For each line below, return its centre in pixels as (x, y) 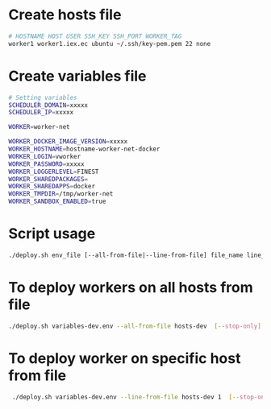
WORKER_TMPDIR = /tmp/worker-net (61, 194)
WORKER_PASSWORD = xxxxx (46, 164)
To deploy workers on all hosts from (131, 287)
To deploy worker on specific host (125, 358)
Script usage (52, 234)
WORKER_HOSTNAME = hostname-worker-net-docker (84, 149)
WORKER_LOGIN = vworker (45, 156)
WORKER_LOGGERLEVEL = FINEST (54, 171)
